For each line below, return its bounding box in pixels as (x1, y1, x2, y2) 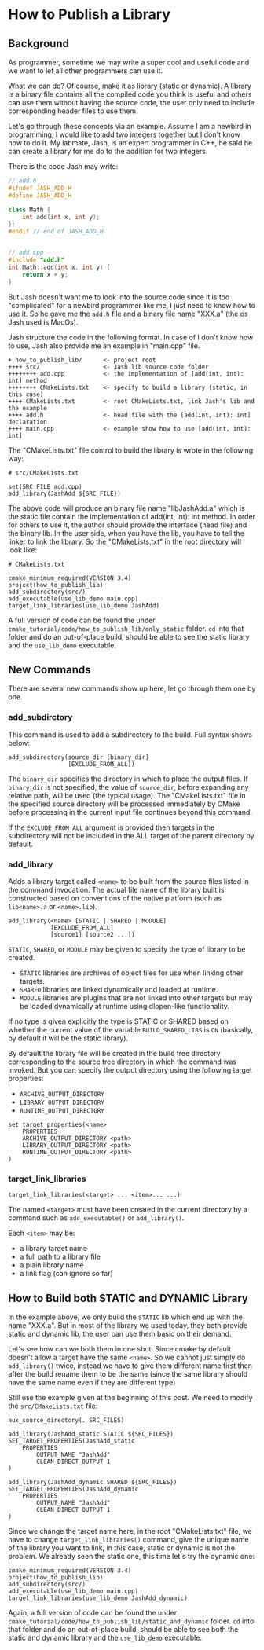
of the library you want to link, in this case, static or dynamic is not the (8, 1543, 236, 1553)
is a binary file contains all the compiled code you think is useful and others (8, 90, 252, 99)
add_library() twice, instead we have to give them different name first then (8, 1361, 253, 1370)
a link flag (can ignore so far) (19, 1269, 114, 1278)
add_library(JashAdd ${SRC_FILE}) (8, 489, 122, 497)
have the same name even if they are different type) (8, 1377, 176, 1388)
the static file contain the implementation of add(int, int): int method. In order (8, 511, 256, 521)
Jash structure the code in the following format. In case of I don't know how (8, 332, 254, 342)
